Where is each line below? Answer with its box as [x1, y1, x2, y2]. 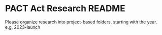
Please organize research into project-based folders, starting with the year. [5, 19, 158, 25]
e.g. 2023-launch [5, 24, 40, 30]
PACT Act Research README [5, 3, 126, 14]
